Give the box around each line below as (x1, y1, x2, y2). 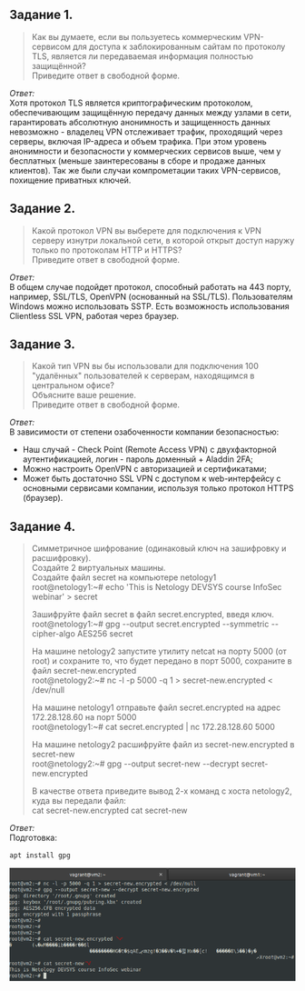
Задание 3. (9, 336, 75, 353)
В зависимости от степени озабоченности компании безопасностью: (9, 426, 280, 437)
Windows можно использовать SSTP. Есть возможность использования (9, 300, 290, 312)
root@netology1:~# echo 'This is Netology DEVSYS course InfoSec (31, 582, 282, 593)
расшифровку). (31, 553, 92, 564)
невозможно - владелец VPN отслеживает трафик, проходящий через (9, 126, 283, 137)
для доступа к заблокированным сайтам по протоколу (72, 41, 286, 52)
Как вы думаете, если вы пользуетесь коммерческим (31, 31, 242, 42)
